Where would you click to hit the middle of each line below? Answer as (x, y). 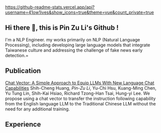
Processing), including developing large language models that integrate (78, 45)
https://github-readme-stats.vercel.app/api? (50, 7)
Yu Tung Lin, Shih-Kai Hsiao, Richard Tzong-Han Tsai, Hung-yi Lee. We (78, 93)
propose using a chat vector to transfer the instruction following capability (80, 99)
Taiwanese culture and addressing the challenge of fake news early (74, 50)
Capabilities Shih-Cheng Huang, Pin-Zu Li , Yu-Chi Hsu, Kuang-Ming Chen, (81, 88)
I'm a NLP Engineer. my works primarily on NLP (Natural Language (73, 39)
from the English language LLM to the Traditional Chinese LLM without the (80, 103)
